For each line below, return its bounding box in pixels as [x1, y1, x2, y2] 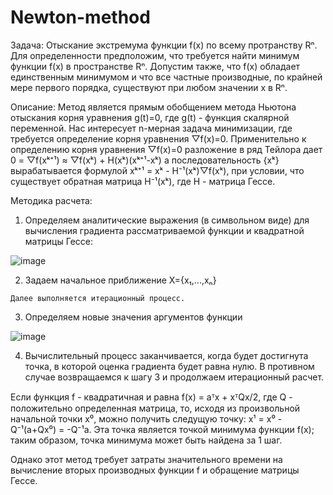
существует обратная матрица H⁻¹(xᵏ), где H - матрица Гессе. [10, 175, 276, 187]
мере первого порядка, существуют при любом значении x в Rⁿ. [10, 81, 288, 93]
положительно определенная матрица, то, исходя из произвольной [10, 402, 301, 414]
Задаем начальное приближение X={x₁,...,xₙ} [24, 274, 217, 286]
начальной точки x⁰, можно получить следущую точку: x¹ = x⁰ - [10, 412, 283, 425]
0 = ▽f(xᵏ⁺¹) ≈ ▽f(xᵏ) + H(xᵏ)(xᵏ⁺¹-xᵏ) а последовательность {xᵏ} [10, 154, 280, 166]
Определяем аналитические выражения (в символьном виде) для [24, 214, 310, 226]
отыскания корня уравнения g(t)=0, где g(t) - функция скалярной [10, 111, 290, 123]
